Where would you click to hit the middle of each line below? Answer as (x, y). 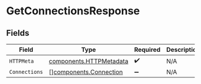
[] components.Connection (86, 72)
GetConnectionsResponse (73, 11)
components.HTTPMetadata (89, 61)
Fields (18, 33)
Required (147, 50)
